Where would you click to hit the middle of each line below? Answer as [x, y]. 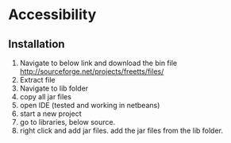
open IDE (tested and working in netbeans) [90, 105]
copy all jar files [45, 97]
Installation [37, 44]
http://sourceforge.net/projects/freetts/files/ [92, 71]
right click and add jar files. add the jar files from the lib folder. [121, 130]
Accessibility [52, 15]
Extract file [37, 80]
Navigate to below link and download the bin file [98, 63]
